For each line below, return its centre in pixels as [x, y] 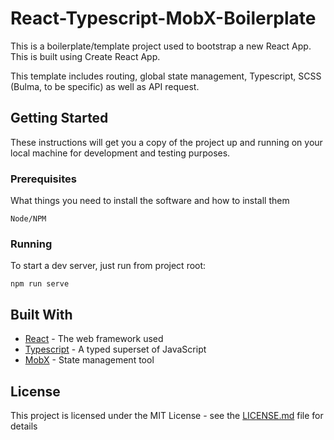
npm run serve [40, 284]
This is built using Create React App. [85, 56]
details [24, 426]
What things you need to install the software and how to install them [150, 201]
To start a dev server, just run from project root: [108, 266]
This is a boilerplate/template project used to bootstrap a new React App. [161, 46]
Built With [41, 314]
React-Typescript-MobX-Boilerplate [163, 18]
